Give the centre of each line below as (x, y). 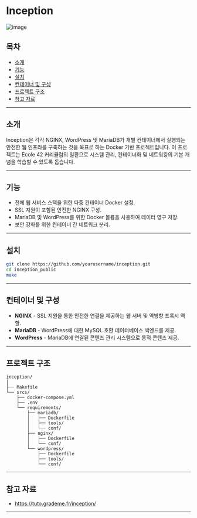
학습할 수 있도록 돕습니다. (46, 162)
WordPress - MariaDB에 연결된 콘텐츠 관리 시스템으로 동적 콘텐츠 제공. (97, 338)
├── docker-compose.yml (46, 398)
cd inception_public (31, 270)
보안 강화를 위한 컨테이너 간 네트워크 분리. (62, 224)
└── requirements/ (39, 408)
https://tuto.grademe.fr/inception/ (55, 504)
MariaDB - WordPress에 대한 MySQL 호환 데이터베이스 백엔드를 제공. (95, 330)
